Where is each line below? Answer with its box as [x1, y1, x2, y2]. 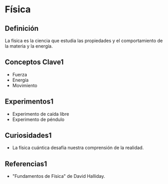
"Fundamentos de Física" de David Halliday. [12, 173, 105, 179]
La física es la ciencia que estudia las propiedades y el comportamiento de [5, 37, 163, 44]
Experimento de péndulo [12, 116, 65, 122]
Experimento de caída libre [12, 111, 69, 117]
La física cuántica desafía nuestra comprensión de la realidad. [12, 145, 144, 151]
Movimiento [12, 82, 38, 88]
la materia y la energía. [5, 43, 53, 49]
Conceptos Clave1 [5, 58, 64, 67]
